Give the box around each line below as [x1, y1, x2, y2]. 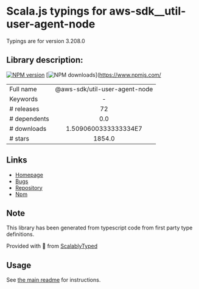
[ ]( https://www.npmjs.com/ [46, 71, 161, 78]
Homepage [15, 171, 44, 178]
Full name [9, 85, 38, 93]
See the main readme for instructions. [6, 276, 101, 284]
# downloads [9, 124, 47, 133]
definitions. [6, 231, 35, 238]
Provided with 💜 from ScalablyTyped [6, 242, 98, 250]
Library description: [6, 55, 83, 65]
